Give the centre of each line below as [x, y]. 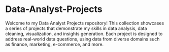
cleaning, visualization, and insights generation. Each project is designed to [84, 33]
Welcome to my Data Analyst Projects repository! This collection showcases [85, 23]
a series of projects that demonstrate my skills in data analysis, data [76, 28]
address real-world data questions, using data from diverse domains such [82, 39]
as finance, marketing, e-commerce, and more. [55, 44]
